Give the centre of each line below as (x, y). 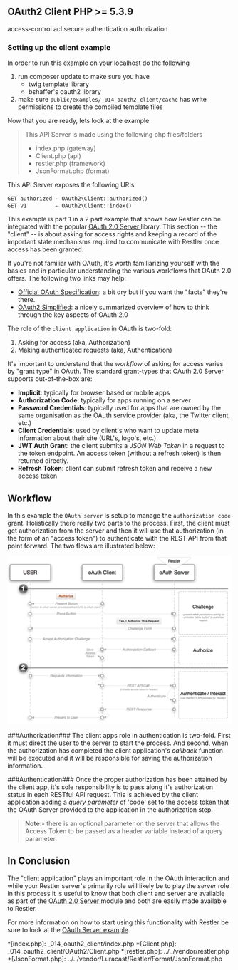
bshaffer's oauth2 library (64, 92)
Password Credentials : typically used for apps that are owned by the (119, 408)
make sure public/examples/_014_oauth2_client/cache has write (112, 100)
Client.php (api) (58, 156)
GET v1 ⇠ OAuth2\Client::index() (70, 206)
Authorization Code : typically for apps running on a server (104, 400)
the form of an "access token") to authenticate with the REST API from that (117, 538)
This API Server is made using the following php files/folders (114, 135)
